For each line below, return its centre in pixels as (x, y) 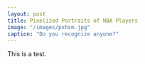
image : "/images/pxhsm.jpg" (49, 27)
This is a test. (27, 54)
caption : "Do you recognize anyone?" (63, 34)
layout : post (27, 14)
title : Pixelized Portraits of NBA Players (73, 21)
